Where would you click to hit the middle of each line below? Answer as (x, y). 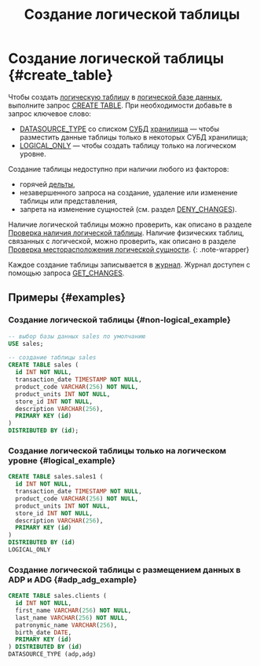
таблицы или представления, (68, 201)
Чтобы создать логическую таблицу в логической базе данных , (115, 96)
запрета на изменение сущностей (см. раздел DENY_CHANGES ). (128, 209)
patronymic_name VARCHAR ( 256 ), (66, 625)
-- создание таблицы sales (52, 358)
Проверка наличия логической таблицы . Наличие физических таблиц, (126, 232)
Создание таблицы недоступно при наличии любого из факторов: (119, 169)
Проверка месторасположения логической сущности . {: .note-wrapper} (129, 249)
